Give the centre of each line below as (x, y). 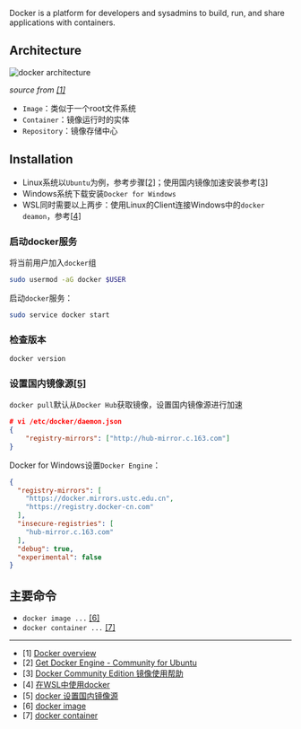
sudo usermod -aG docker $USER (68, 279)
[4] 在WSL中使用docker (66, 685)
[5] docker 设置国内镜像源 (70, 696)
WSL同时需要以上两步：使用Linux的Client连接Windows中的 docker (143, 205)
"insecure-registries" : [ (66, 524)
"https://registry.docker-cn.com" (90, 507)
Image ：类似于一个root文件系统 (79, 108)
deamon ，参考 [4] (52, 215)
